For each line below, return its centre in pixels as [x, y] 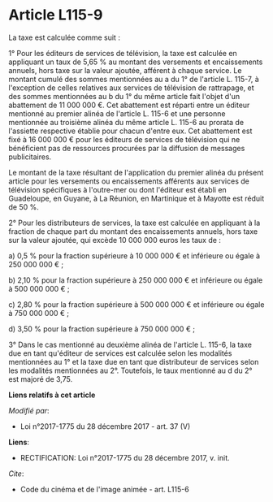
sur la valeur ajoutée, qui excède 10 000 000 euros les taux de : [115, 240]
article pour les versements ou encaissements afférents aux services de [129, 181]
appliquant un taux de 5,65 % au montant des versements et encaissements [136, 62]
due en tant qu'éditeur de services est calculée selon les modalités [120, 353]
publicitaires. [30, 157]
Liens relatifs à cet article [52, 395]
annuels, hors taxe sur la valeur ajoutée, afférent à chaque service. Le [125, 70]
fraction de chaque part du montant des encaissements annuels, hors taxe [133, 231]
